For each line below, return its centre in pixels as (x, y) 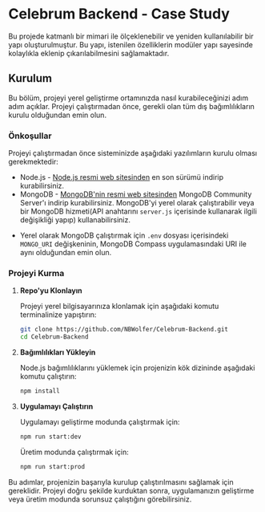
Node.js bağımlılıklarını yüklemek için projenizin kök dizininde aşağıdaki (137, 368)
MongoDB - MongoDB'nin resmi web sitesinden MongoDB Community (136, 194)
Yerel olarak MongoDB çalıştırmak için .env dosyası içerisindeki (124, 236)
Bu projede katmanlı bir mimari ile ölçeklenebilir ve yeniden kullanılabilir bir (131, 36)
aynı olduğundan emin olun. (66, 253)
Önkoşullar (30, 136)
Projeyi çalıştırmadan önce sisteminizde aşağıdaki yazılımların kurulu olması (133, 153)
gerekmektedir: (33, 162)
